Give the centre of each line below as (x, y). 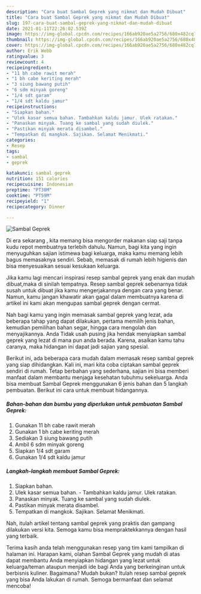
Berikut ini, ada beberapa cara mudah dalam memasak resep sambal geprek (100, 358)
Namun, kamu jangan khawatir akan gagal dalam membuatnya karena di (95, 297)
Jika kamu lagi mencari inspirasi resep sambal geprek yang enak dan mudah (100, 278)
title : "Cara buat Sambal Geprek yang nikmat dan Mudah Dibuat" (88, 17)
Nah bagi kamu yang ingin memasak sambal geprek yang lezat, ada (89, 315)
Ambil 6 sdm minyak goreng (49, 445)
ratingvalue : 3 (25, 56)
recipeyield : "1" (28, 201)
